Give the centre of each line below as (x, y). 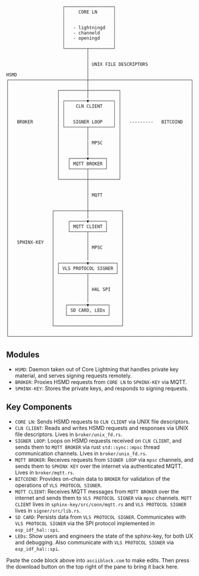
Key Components (39, 407)
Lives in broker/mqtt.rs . (45, 472)
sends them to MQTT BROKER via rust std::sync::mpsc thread (87, 447)
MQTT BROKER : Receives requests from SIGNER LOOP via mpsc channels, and (104, 459)
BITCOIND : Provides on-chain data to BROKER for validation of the (92, 479)
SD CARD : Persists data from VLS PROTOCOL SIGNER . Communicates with (100, 517)
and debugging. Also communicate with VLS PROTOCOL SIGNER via (94, 542)
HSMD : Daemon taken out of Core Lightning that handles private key (97, 369)
